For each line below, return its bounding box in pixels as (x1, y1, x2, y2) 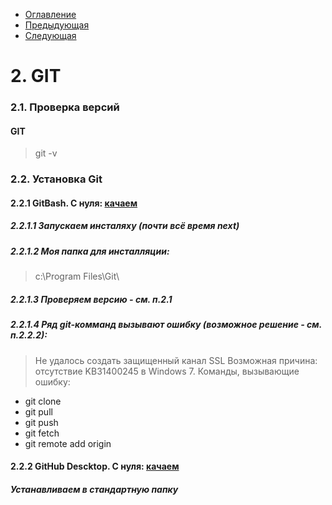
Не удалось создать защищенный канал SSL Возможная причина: (34, 354, 318, 366)
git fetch (24, 427, 60, 439)
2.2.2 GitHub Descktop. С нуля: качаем (10, 460, 180, 473)
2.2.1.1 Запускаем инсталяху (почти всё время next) (10, 220, 240, 232)
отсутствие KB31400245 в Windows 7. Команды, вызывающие (34, 365, 300, 377)
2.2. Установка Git (10, 172, 103, 186)
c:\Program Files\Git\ (34, 270, 120, 283)
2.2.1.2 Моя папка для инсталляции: (10, 245, 170, 257)
